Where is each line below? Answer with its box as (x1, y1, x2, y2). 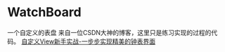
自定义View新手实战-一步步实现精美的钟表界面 (20, 37, 156, 46)
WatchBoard (7, 4, 82, 20)
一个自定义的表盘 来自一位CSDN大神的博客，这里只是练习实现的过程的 (7, 28, 212, 37)
